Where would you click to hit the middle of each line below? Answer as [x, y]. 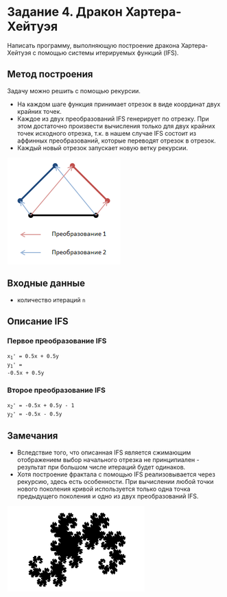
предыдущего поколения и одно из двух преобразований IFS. [108, 496]
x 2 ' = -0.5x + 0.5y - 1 [41, 406]
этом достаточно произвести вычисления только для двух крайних [116, 126]
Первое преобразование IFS [57, 341]
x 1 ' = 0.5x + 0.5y [33, 357]
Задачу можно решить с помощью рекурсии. [74, 90]
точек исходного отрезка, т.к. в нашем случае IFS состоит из [107, 133]
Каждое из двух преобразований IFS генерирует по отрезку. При [113, 119]
